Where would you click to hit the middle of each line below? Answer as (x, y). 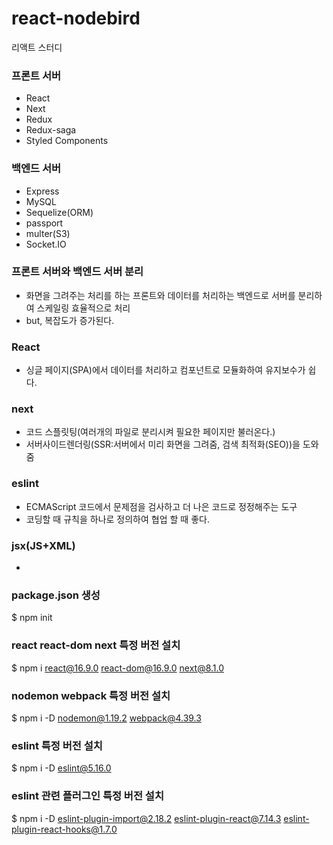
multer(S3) (48, 233)
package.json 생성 (56, 595)
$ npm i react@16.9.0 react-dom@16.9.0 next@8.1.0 (118, 668)
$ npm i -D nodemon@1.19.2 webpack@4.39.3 (106, 718)
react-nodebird (76, 18)
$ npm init (32, 618)
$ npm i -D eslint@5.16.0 (61, 768)
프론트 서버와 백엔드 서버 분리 (77, 272)
